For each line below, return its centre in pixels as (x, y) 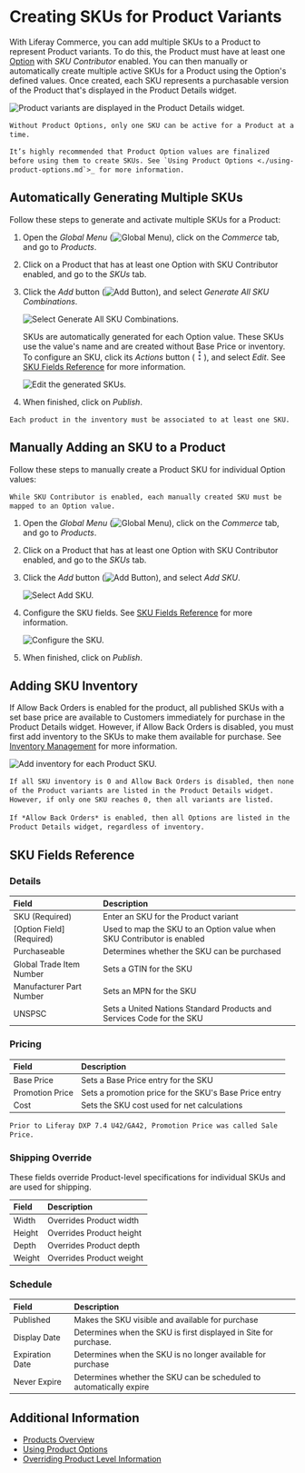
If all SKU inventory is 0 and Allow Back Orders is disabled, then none (152, 782)
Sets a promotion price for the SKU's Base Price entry (181, 1092)
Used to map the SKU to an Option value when (190, 930)
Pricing (26, 1044)
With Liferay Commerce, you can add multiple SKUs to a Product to (135, 42)
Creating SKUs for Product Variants (146, 17)
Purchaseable (39, 951)
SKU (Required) (43, 916)
